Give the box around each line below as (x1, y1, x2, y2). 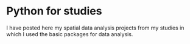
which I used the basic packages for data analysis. (6, 30, 133, 37)
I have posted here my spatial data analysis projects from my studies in (6, 24, 185, 31)
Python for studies (6, 4, 102, 18)
